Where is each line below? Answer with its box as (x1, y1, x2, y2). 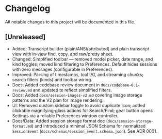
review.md (12, 88, 32, 93)
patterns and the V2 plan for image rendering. (12, 97, 104, 103)
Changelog (5, 3, 50, 14)
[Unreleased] (5, 33, 46, 41)
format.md (12, 124, 32, 129)
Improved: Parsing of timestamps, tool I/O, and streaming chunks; (12, 71, 144, 77)
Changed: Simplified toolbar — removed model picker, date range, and (12, 56, 153, 62)
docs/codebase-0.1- (100, 83, 140, 88)
